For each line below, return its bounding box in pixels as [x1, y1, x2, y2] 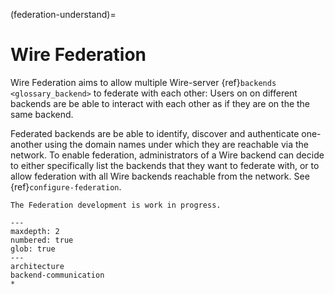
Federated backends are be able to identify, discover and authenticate [10, 127, 300, 139]
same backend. [10, 108, 74, 120]
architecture [10, 261, 65, 271]
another [10, 138, 43, 150]
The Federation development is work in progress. [10, 200, 222, 210]
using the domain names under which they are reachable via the [44, 138, 310, 150]
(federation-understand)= [10, 9, 117, 20]
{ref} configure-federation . [10, 180, 122, 193]
